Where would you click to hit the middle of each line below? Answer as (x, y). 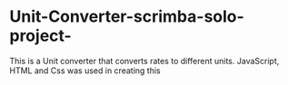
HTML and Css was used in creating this (85, 71)
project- (41, 36)
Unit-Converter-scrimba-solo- (127, 17)
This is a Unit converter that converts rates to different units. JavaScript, (144, 61)
